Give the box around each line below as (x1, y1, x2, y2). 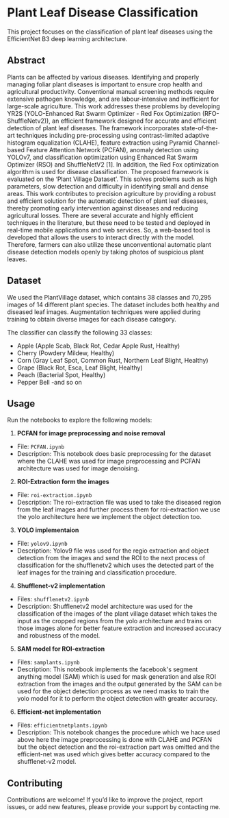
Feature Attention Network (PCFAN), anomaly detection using (26, 145, 200, 154)
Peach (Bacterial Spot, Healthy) (16, 370, 106, 378)
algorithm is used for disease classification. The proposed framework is (7, 167, 209, 176)
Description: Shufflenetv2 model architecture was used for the (16, 602, 193, 611)
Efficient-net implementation (16, 708, 101, 716)
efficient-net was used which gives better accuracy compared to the (16, 750, 211, 758)
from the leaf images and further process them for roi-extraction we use (16, 505, 221, 514)
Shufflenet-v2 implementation (16, 581, 106, 590)
